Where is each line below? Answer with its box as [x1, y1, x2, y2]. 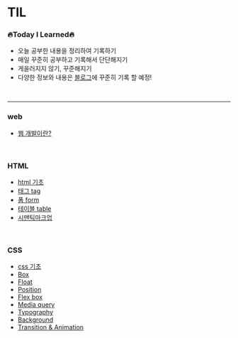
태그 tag [17, 187, 41, 195]
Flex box [17, 293, 43, 302]
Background [17, 315, 54, 324]
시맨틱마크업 [17, 214, 53, 222]
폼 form [17, 196, 40, 205]
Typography [17, 308, 54, 317]
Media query [17, 300, 55, 309]
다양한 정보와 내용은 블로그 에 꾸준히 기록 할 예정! [17, 73, 152, 82]
